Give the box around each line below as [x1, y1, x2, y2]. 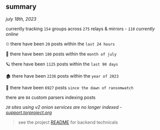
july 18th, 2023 [6, 16, 37, 22]
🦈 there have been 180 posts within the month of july [6, 51, 117, 57]
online [6, 31, 19, 37]
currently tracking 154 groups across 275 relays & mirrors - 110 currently [6, 26, 155, 32]
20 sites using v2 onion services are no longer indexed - [6, 104, 122, 110]
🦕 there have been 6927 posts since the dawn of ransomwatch [6, 84, 134, 91]
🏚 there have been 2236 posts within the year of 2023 [6, 73, 119, 79]
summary [6, 3, 37, 11]
